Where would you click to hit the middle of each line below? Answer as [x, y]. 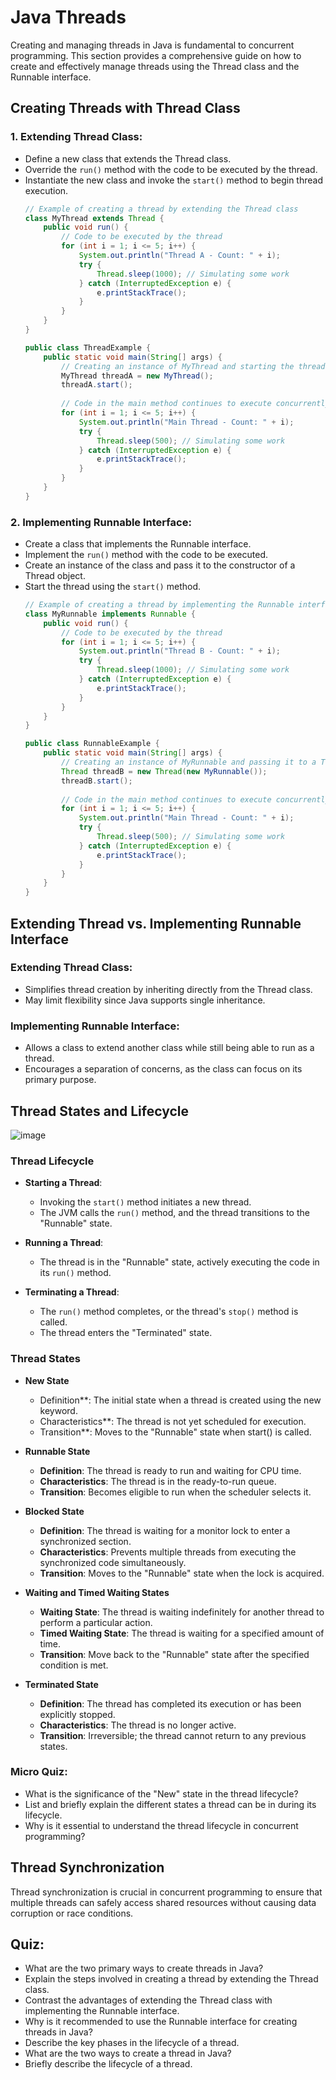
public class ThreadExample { [88, 347]
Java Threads [68, 17]
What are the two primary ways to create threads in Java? [144, 1968]
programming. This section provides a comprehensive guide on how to [156, 55]
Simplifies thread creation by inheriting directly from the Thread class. [168, 989]
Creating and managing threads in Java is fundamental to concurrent [152, 45]
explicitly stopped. [77, 1714]
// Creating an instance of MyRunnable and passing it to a [189, 762]
